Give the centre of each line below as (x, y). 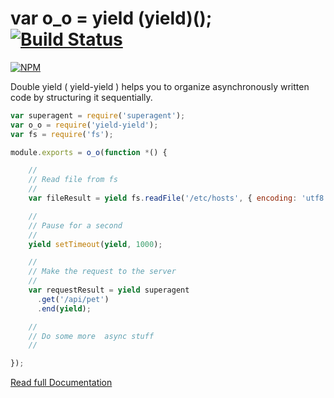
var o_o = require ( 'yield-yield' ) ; (84, 125)
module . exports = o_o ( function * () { (89, 152)
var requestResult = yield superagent (109, 290)
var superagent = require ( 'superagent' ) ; (98, 115)
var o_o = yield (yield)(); (111, 18)
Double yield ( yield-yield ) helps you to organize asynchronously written (160, 86)
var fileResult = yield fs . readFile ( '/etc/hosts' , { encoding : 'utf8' (178, 198)
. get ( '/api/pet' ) (73, 299)
